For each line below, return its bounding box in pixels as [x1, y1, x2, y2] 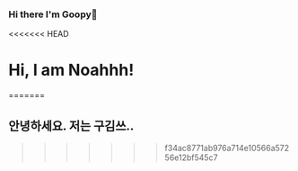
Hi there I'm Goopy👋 [8, 8, 98, 21]
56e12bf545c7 [164, 152, 218, 163]
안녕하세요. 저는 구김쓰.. [8, 118, 135, 133]
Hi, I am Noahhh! [8, 60, 135, 80]
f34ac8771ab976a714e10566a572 [164, 143, 290, 154]
